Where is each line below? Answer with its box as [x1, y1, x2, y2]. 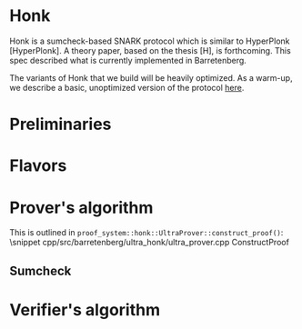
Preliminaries [9, 115, 112, 135]
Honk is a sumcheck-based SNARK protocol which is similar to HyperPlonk [9, 35, 290, 46]
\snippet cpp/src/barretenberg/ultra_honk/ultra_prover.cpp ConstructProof [9, 237, 289, 248]
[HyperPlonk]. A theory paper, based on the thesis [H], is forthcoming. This [9, 45, 291, 55]
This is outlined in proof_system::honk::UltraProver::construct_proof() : [9, 227, 284, 238]
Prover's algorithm [9, 197, 154, 218]
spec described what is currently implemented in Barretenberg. [9, 55, 247, 65]
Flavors [9, 155, 67, 176]
